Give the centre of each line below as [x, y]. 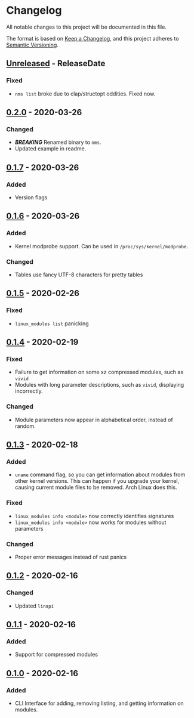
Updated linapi [34, 606]
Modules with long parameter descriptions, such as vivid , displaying [99, 385]
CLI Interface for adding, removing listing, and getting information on [99, 703]
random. [25, 426]
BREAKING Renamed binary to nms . [58, 142]
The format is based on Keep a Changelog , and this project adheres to [93, 38]
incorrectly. [29, 391]
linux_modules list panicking [52, 323]
